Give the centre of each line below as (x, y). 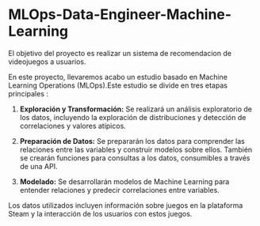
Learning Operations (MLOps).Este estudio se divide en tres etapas (118, 85)
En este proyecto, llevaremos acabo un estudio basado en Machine (118, 77)
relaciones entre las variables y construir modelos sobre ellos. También (136, 149)
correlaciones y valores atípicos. (73, 126)
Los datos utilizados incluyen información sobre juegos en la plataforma (126, 205)
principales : (29, 93)
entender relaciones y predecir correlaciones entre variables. (119, 190)
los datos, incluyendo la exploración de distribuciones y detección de (133, 117)
